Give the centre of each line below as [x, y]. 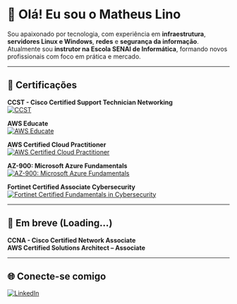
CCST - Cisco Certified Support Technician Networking [90, 102]
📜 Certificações [42, 85]
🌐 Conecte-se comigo [57, 276]
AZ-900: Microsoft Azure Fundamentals [67, 166]
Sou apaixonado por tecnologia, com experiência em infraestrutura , [107, 34]
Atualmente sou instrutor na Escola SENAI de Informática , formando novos [117, 49]
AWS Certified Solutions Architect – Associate [77, 248]
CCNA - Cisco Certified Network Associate [72, 240]
